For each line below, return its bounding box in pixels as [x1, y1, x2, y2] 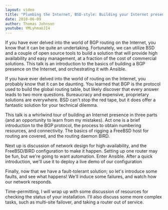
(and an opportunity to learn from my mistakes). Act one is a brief [5, 117, 140, 123]
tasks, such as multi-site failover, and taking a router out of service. [5, 199, 144, 205]
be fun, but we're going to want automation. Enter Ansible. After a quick [5, 153, 153, 160]
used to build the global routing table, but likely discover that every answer [5, 86, 159, 92]
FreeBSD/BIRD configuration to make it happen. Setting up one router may [5, 148, 158, 154]
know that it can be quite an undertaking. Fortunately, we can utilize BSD [5, 45, 155, 51]
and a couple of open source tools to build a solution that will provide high [5, 50, 157, 56]
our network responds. [5, 179, 52, 185]
